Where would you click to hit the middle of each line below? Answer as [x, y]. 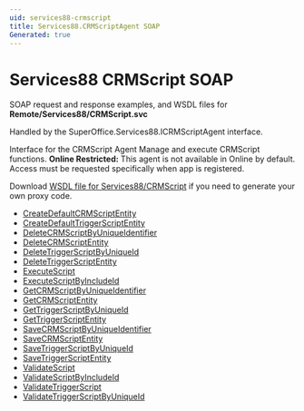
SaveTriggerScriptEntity [67, 358]
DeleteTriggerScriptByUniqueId [81, 252]
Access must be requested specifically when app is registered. [127, 169]
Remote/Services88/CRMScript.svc [78, 114]
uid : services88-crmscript [60, 18]
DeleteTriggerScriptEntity [70, 262]
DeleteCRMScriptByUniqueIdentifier [89, 233]
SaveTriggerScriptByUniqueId [78, 348]
